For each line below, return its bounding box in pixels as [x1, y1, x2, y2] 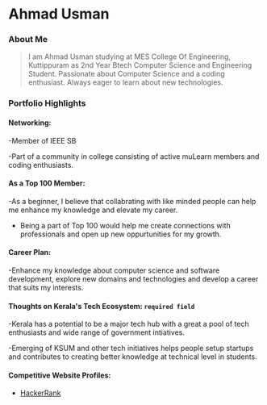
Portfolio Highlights [8, 98, 86, 109]
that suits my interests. [8, 283, 84, 293]
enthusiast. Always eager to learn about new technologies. [27, 77, 223, 87]
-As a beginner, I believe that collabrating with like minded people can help [8, 196, 257, 206]
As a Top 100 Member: [8, 178, 86, 188]
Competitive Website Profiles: [8, 370, 111, 380]
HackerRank [19, 388, 61, 398]
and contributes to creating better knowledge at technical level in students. [8, 352, 258, 361]
